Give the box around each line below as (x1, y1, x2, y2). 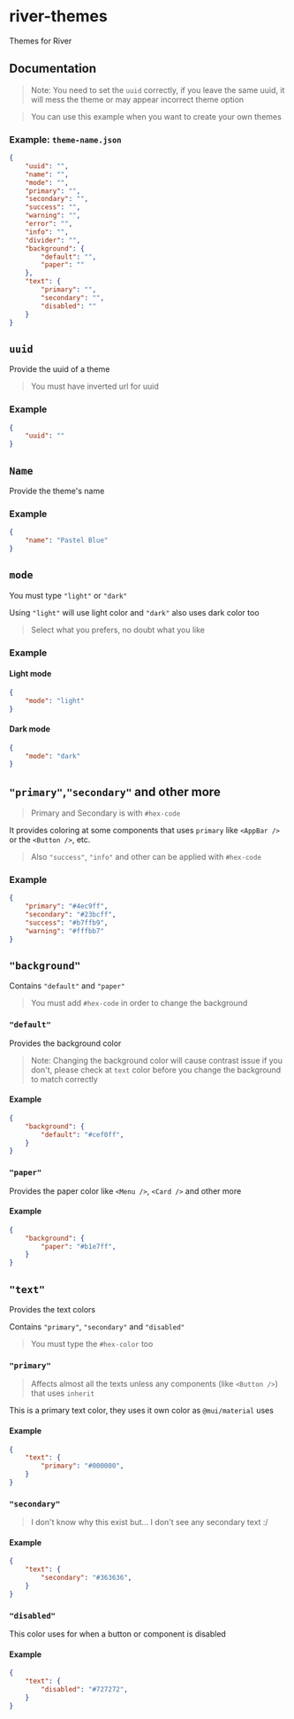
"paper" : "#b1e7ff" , (41, 1242, 117, 1251)
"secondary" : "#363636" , (41, 1574, 132, 1583)
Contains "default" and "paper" (9, 980, 125, 991)
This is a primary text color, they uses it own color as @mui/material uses (9, 1405, 274, 1416)
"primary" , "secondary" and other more (9, 784, 221, 799)
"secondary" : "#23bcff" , (25, 910, 117, 919)
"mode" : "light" (25, 696, 86, 705)
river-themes (9, 6, 108, 27)
